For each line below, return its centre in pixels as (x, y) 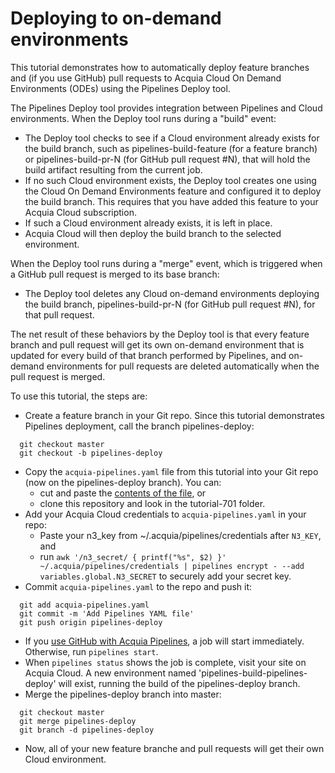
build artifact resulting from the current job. (113, 169)
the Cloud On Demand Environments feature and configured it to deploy (173, 191)
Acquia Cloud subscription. (80, 212)
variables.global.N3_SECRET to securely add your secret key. (165, 576)
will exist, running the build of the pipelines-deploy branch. (179, 683)
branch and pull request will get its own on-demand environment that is (157, 344)
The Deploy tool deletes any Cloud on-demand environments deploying (172, 293)
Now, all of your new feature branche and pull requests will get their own (174, 748)
